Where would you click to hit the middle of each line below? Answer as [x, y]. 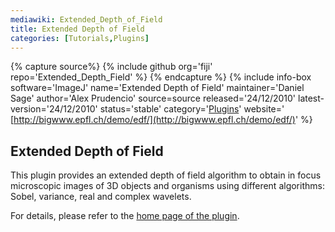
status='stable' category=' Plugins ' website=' [192, 109]
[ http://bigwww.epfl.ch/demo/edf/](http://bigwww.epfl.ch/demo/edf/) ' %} [161, 120]
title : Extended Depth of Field [77, 29]
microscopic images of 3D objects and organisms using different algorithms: [167, 186]
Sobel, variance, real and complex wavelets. [101, 197]
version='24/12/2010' [54, 109]
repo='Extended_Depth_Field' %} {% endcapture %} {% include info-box [161, 77]
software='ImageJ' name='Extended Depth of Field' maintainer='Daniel [157, 88]
